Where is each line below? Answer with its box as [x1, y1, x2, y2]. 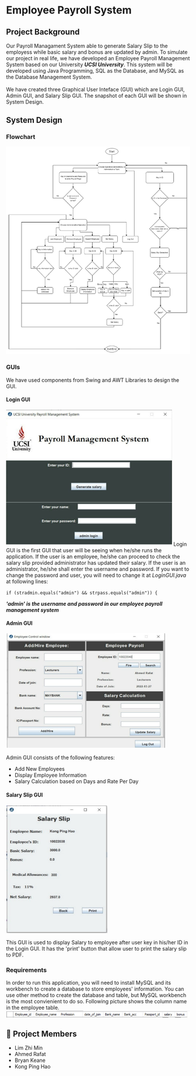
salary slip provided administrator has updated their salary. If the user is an [6, 559, 186, 566]
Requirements [6, 966, 47, 974]
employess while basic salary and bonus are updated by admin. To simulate [6, 49, 188, 56]
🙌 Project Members [6, 1029, 77, 1039]
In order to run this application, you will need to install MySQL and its [6, 979, 171, 986]
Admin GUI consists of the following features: [6, 754, 115, 761]
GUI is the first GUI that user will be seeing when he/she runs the [6, 546, 162, 554]
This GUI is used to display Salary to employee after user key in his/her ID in [6, 939, 188, 946]
